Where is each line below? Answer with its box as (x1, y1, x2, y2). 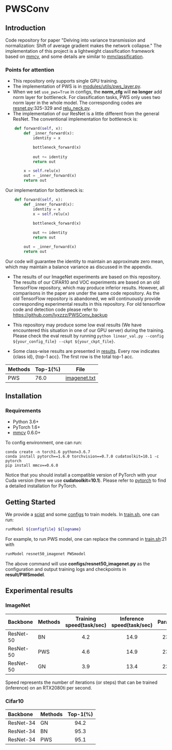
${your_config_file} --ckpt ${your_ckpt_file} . (12, 338, 115, 344)
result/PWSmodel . (5, 571, 45, 578)
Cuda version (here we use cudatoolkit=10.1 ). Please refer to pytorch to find (5, 478, 166, 484)
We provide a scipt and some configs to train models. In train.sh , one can (5, 511, 160, 518)
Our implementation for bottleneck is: (5, 187, 84, 193)
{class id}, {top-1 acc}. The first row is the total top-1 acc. (12, 353, 134, 360)
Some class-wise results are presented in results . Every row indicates (12, 348, 160, 354)
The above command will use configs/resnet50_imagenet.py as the (5, 561, 150, 567)
